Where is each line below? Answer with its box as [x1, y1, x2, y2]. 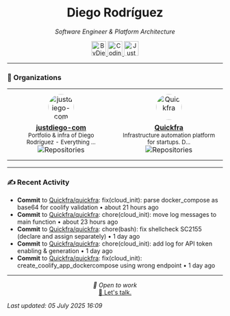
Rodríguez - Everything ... [26, 138, 96, 146]
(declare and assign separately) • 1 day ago [16, 232, 140, 240]
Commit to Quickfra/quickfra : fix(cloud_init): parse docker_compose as [16, 196, 218, 204]
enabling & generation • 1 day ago [16, 246, 113, 254]
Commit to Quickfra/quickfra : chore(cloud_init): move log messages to [16, 210, 217, 218]
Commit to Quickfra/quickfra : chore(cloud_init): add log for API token [16, 239, 213, 248]
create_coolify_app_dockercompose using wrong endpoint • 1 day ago [16, 261, 216, 269]
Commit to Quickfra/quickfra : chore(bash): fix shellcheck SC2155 [16, 224, 202, 233]
